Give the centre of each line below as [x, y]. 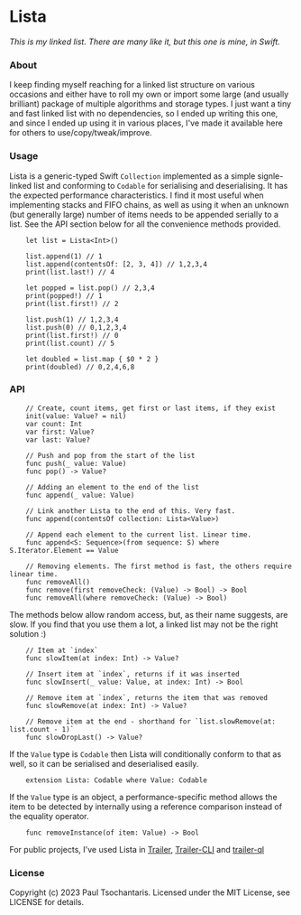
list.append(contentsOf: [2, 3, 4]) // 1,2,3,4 [116, 264]
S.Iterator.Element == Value [64, 550]
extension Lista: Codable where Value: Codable [116, 780]
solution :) [28, 633]
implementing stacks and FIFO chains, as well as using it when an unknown [149, 204]
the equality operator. [49, 816]
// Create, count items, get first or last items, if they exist [151, 408]
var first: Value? [60, 432]
